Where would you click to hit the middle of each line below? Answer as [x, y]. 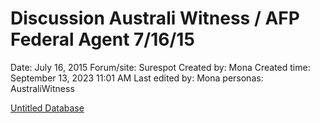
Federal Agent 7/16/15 [102, 39]
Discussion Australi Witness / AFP [155, 18]
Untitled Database [47, 108]
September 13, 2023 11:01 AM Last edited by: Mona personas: [137, 78]
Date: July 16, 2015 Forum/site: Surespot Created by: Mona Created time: [160, 67]
